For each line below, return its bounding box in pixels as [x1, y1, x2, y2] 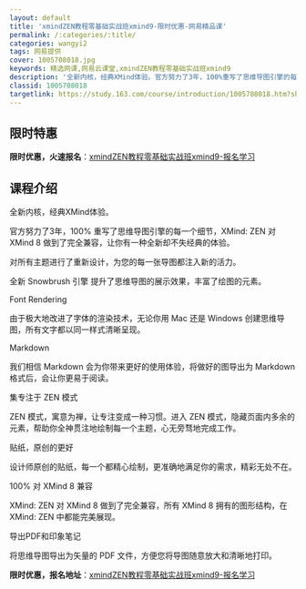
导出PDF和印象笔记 [9, 531, 82, 542]
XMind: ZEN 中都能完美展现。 [9, 512, 121, 523]
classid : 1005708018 [9, 81, 88, 90]
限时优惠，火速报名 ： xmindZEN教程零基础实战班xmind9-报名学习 [9, 151, 256, 162]
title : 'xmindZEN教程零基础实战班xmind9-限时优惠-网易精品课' [9, 22, 228, 31]
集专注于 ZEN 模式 [9, 392, 78, 403]
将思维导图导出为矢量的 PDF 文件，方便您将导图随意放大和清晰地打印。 [9, 550, 278, 561]
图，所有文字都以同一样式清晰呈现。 [9, 324, 146, 335]
